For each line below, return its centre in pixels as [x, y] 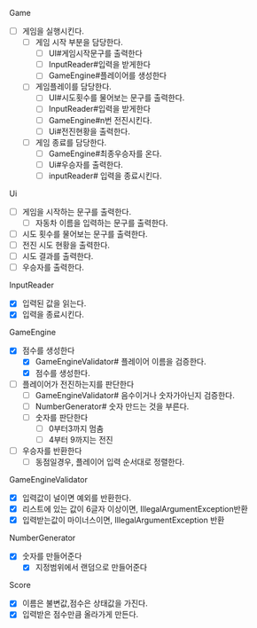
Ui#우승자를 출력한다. [86, 164]
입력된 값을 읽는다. [54, 303]
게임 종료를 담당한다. [71, 142]
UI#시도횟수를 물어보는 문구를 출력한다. [117, 98]
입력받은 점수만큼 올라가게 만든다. [80, 615]
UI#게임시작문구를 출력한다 [96, 53]
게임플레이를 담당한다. [74, 87]
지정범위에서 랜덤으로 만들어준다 [91, 568]
